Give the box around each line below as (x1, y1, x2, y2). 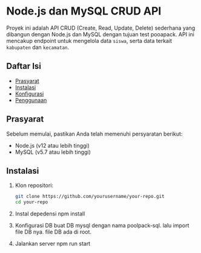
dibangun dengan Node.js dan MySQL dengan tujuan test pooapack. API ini (6, 30, 195, 38)
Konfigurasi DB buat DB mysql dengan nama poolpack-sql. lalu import (15, 222, 189, 229)
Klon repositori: (15, 182, 53, 189)
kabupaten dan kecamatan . (6, 44, 70, 51)
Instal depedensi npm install (15, 210, 85, 217)
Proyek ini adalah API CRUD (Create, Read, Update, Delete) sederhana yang (6, 24, 196, 31)
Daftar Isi (6, 61, 41, 71)
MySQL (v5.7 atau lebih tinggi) (15, 148, 91, 156)
